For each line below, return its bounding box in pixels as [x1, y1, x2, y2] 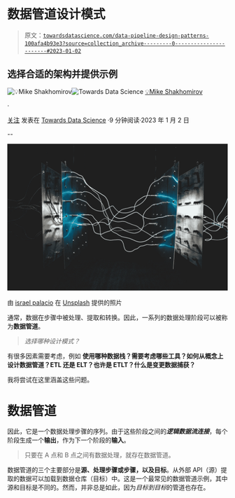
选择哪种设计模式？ [24, 337, 80, 345]
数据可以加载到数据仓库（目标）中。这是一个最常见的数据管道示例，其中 [19, 474, 228, 483]
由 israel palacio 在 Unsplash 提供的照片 [7, 298, 122, 307]
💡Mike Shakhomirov [145, 87, 203, 95]
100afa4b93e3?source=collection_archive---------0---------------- [24, 40, 225, 47]
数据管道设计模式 [7, 6, 106, 22]
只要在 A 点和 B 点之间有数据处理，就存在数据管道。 [24, 451, 175, 459]
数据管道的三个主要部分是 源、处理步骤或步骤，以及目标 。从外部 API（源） [7, 466, 222, 474]
